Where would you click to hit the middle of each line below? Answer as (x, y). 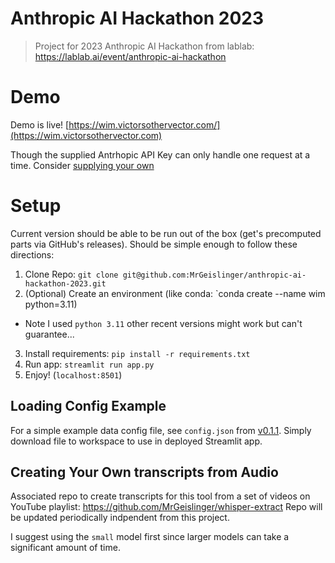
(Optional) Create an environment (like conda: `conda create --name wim (175, 293)
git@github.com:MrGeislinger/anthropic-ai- (214, 275)
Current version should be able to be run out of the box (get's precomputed (166, 233)
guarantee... (49, 334)
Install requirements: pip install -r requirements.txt (137, 353)
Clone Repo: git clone (71, 274)
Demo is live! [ (40, 124)
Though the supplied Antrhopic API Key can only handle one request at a (160, 154)
